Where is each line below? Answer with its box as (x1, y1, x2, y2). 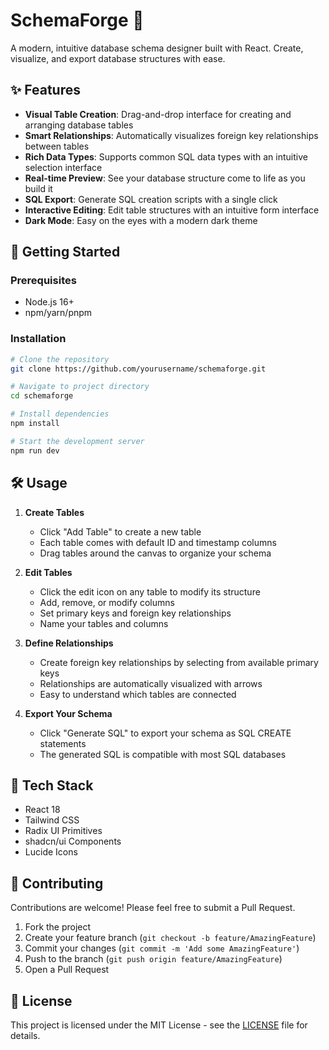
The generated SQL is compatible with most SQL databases (39, 748, 287, 760)
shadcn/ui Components (24, 835, 122, 848)
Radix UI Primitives (24, 825, 103, 837)
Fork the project (24, 921, 92, 933)
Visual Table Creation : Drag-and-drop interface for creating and (24, 108, 292, 120)
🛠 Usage (10, 475, 68, 492)
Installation (10, 332, 67, 346)
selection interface (24, 161, 103, 173)
